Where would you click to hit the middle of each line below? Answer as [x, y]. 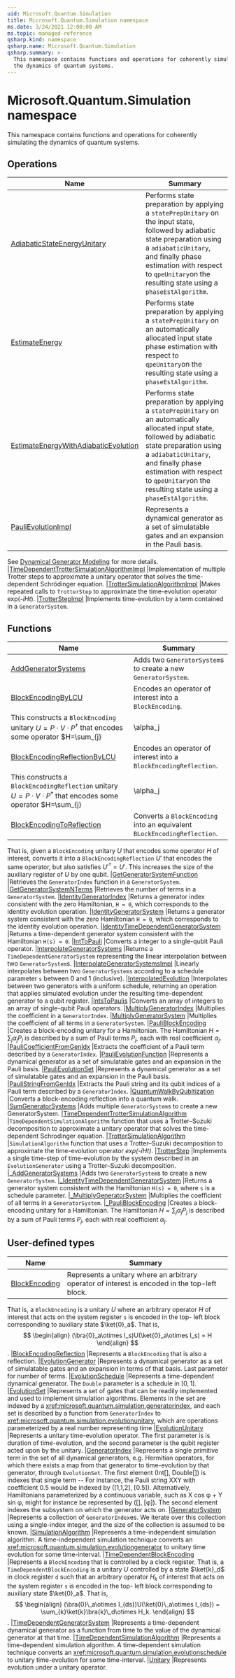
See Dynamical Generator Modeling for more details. [83, 562]
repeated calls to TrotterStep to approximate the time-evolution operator [112, 591]
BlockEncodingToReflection [56, 824]
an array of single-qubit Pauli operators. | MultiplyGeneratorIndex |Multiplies [116, 1008]
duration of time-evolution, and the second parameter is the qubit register [113, 1443]
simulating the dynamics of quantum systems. [73, 142]
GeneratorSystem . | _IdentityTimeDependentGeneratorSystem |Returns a [110, 1180]
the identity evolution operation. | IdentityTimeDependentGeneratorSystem [114, 926]
